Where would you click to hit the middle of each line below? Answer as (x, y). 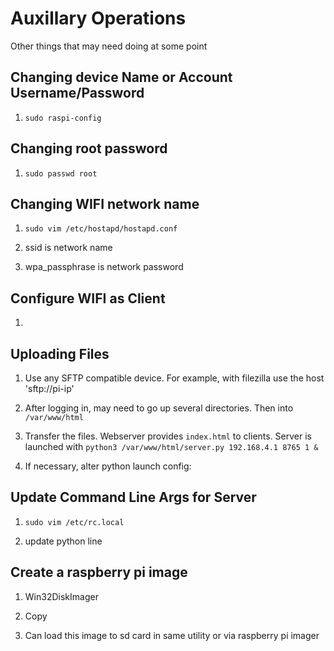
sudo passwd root (61, 173)
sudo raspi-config (63, 118)
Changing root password (89, 148)
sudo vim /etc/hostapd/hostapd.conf (101, 229)
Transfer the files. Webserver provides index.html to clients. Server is (168, 436)
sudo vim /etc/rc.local (74, 522)
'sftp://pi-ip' (49, 388)
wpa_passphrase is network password (104, 267)
